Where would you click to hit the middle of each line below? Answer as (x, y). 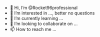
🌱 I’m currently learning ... (36, 18)
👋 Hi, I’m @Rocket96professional (44, 8)
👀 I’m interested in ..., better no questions (52, 13)
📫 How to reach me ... (33, 29)
